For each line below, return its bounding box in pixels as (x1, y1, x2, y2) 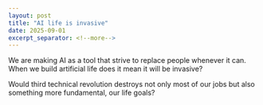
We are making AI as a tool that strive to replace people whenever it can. (8, 56, 247, 65)
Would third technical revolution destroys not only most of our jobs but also (8, 80, 255, 89)
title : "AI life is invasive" (8, 19, 109, 27)
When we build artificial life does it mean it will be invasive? (8, 64, 203, 74)
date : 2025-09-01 (8, 26, 66, 34)
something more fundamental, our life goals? (8, 88, 155, 98)
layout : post (8, 11, 52, 20)
